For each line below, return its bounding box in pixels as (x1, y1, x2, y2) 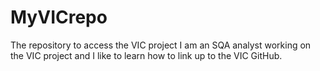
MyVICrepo (10, 6, 108, 29)
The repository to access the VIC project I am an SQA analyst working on (10, 39, 312, 51)
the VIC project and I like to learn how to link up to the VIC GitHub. (10, 49, 283, 61)
